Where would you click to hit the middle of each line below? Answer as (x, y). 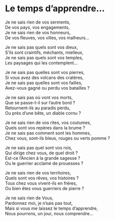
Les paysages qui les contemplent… (41, 63)
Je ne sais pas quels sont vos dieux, (42, 47)
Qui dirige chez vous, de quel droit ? (42, 153)
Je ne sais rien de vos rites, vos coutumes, (48, 123)
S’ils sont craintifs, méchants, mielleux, (44, 52)
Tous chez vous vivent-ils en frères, (41, 183)
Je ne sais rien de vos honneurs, (38, 32)
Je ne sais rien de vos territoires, (38, 172)
